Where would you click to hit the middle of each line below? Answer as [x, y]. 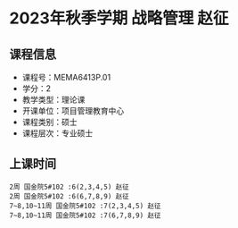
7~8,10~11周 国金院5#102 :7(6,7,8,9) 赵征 [85, 215]
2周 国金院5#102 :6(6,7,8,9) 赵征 [69, 196]
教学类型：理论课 [53, 100]
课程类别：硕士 [49, 122]
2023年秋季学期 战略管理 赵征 [119, 18]
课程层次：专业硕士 [57, 133]
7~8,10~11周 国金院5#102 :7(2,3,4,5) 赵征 [85, 206]
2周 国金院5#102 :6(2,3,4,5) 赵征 [69, 187]
